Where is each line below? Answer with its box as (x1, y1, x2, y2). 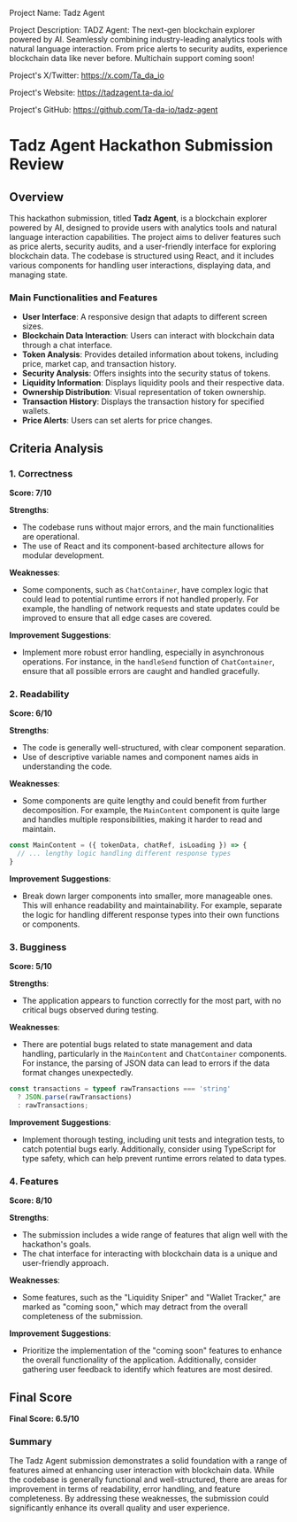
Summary (9, 1435, 53, 1448)
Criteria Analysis (9, 440, 104, 455)
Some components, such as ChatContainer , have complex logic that (21, 584, 269, 594)
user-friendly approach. (21, 1258, 109, 1269)
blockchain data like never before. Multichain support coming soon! (9, 53, 255, 63)
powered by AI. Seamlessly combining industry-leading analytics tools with (9, 35, 283, 44)
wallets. (21, 406, 50, 416)
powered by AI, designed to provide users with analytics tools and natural (9, 222, 277, 233)
